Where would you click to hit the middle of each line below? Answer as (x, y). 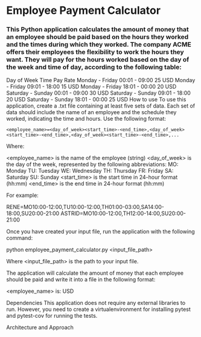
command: (20, 238)
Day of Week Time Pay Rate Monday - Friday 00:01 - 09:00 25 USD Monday (101, 80)
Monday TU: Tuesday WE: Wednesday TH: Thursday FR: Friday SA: (90, 171)
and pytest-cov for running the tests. (52, 316)
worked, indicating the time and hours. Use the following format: (86, 119)
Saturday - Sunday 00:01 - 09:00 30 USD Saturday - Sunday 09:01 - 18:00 (99, 93)
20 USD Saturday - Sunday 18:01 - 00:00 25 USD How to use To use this (96, 100)
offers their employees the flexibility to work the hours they (95, 52)
